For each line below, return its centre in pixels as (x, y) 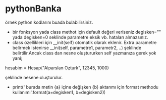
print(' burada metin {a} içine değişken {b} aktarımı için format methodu (85, 87)
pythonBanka (33, 9)
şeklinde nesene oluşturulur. (34, 77)
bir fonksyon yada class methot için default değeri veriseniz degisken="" (86, 32)
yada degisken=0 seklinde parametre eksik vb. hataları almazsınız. (80, 37)
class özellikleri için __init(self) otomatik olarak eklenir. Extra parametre (84, 42)
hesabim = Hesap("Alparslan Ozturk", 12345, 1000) (57, 68)
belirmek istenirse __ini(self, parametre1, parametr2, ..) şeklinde (77, 48)
